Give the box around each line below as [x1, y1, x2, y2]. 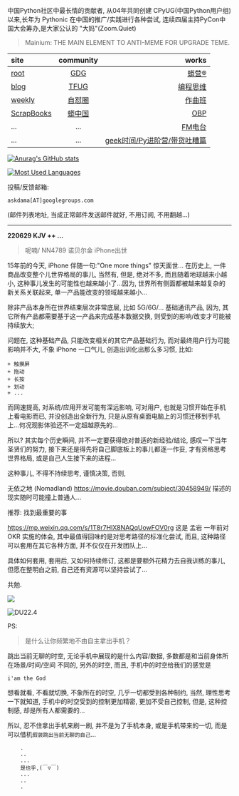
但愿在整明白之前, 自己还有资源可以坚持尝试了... [7, 566, 148, 573]
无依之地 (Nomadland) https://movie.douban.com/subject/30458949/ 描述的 [7, 484, 232, 492]
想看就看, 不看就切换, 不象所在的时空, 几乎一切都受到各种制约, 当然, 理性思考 [7, 688, 231, 697]
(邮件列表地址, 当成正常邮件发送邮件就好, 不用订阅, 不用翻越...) [7, 210, 191, 219]
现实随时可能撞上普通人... [7, 493, 82, 501]
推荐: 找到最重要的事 [7, 509, 68, 516]
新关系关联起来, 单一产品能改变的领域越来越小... [7, 288, 148, 296]
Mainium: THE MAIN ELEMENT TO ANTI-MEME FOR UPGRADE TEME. [24, 39, 230, 46]
